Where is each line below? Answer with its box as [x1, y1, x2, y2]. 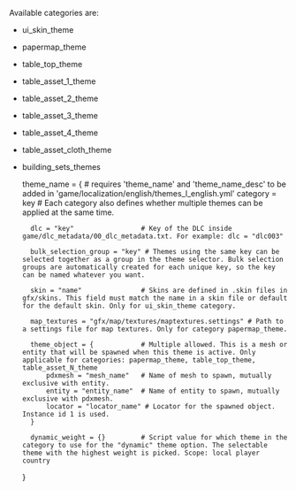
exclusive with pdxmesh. [21, 394, 114, 403]
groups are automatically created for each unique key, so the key [21, 263, 276, 272]
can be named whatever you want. [21, 271, 146, 279]
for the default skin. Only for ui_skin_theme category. [21, 302, 237, 310]
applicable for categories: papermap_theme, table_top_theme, [21, 356, 256, 364]
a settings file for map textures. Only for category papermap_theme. [21, 325, 288, 333]
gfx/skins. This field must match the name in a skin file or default [21, 294, 288, 302]
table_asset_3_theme [21, 111, 99, 120]
